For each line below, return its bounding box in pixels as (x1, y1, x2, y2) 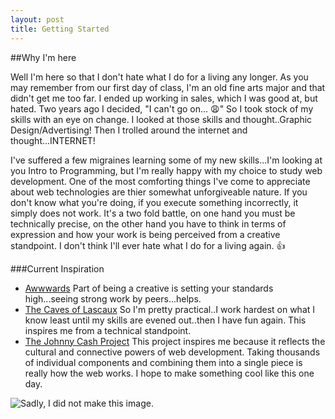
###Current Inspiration (10, 262, 105, 275)
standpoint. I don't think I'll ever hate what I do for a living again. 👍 (10, 239, 286, 251)
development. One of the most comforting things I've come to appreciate (10, 175, 311, 187)
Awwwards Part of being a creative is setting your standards (24, 282, 274, 294)
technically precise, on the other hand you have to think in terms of (10, 217, 287, 230)
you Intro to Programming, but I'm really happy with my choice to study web (10, 164, 323, 176)
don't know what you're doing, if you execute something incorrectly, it (10, 196, 299, 208)
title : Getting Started (10, 24, 110, 34)
